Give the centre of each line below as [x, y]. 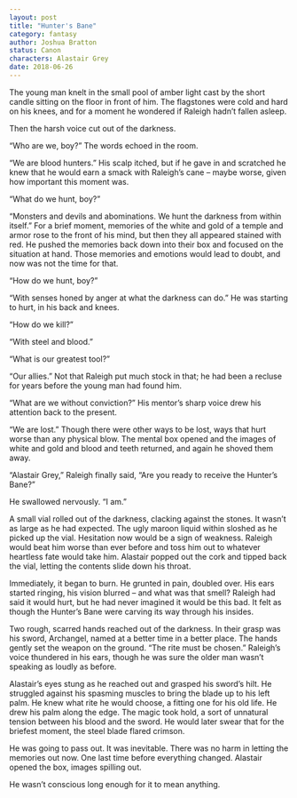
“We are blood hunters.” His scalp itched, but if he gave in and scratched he [148, 163]
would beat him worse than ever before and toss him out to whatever [135, 547]
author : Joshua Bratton [53, 42]
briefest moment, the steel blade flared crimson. [97, 730]
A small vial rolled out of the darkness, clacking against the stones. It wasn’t [148, 519]
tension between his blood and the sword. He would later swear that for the [147, 722]
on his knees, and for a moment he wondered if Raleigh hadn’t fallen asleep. [148, 111]
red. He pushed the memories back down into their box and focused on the [146, 244]
